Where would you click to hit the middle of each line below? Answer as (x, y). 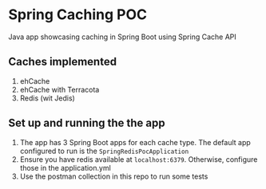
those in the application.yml (66, 167)
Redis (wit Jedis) (48, 98)
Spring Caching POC (78, 15)
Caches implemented (63, 62)
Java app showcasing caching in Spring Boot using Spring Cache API (123, 37)
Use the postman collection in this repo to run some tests (114, 176)
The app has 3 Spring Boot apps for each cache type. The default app (135, 142)
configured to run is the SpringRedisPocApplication (104, 151)
